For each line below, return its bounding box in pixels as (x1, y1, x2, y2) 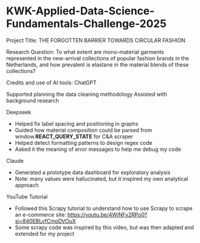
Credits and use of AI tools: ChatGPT (6, 79, 97, 86)
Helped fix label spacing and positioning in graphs (14, 120, 139, 127)
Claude (6, 157, 24, 164)
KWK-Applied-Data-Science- (6, 4, 155, 18)
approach (14, 181, 39, 189)
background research (6, 97, 60, 104)
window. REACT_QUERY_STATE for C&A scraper (14, 133, 133, 140)
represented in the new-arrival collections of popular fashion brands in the (6, 54, 189, 62)
